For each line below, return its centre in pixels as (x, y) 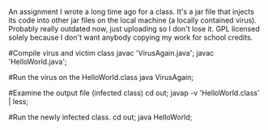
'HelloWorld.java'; (38, 61)
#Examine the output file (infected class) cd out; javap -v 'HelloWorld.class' (134, 93)
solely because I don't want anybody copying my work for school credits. (131, 37)
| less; (19, 101)
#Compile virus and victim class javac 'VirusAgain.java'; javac (111, 53)
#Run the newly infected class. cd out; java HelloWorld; (100, 117)
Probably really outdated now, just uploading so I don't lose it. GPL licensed (134, 29)
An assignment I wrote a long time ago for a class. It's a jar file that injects (132, 12)
